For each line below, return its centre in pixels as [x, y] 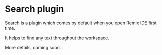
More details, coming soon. [33, 47]
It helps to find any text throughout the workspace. [57, 38]
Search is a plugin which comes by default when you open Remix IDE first [81, 23]
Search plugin [35, 9]
